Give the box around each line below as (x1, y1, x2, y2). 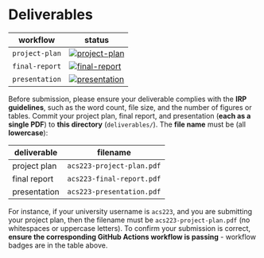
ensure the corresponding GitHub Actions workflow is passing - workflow (8, 232, 257, 241)
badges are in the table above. (8, 240, 108, 250)
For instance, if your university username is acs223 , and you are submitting (8, 206, 253, 216)
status (84, 34, 110, 45)
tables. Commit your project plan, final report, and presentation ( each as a (8, 111, 251, 120)
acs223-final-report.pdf (67, 174, 161, 183)
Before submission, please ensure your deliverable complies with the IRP (8, 94, 247, 104)
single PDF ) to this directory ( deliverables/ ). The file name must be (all (8, 119, 247, 129)
